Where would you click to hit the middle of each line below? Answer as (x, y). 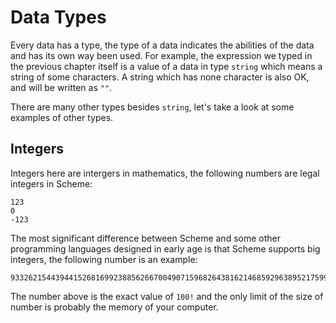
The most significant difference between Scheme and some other (145, 238)
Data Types (58, 17)
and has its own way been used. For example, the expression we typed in (161, 55)
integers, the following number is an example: (104, 259)
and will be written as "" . (61, 87)
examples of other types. (62, 117)
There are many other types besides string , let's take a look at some (152, 107)
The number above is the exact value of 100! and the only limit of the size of (167, 296)
